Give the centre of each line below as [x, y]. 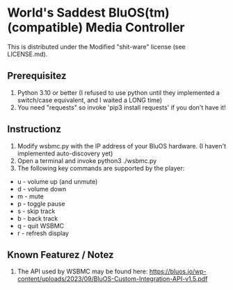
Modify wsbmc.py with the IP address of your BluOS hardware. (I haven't [121, 146]
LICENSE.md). [27, 54]
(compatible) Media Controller [96, 27]
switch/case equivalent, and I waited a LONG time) [90, 100]
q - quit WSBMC [41, 225]
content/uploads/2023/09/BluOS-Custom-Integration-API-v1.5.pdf [112, 279]
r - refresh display [43, 233]
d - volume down [42, 189]
